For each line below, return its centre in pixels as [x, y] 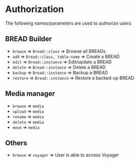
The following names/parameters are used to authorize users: [69, 23]
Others [16, 143]
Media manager [30, 94]
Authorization [34, 9]
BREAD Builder [28, 39]
